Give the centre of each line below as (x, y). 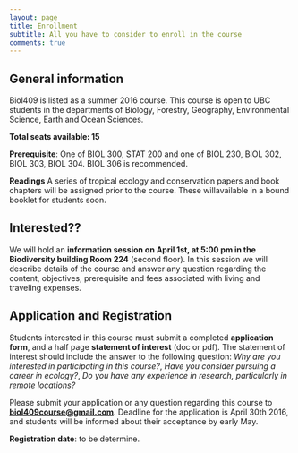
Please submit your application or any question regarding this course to (141, 402)
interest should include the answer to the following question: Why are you (145, 356)
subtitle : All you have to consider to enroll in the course (126, 34)
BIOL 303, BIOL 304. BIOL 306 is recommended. (98, 164)
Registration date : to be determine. (75, 439)
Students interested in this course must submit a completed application (141, 338)
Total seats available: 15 (55, 137)
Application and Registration (91, 316)
